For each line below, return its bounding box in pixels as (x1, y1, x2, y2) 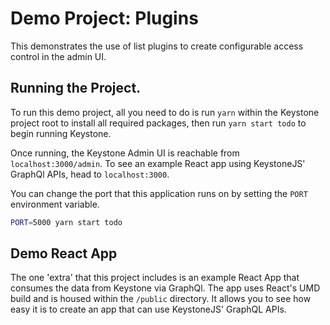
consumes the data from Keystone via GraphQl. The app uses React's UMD (10, 282, 321, 294)
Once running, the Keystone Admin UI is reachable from (10, 147, 240, 159)
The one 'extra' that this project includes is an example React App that (10, 272, 300, 284)
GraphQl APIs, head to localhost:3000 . (10, 168, 170, 180)
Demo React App (10, 245, 118, 262)
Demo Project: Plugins (10, 7, 199, 30)
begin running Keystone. (10, 127, 112, 139)
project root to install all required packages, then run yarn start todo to (10, 117, 307, 129)
